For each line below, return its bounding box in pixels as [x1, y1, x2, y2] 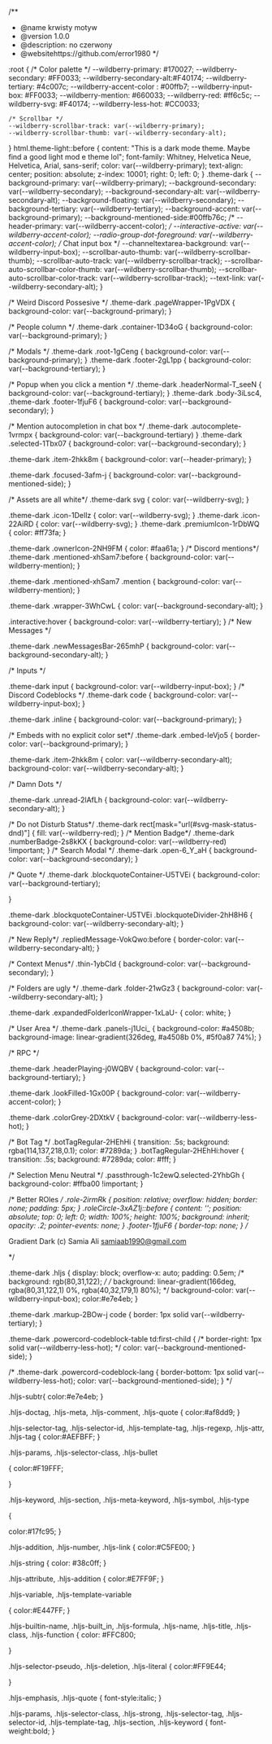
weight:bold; [8, 1726, 50, 1736]
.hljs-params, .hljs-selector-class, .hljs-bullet [8, 1447, 158, 1457]
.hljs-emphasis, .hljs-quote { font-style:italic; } [8, 1693, 162, 1702]
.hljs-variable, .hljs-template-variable [8, 1590, 132, 1599]
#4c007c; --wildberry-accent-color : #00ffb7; [36, 81, 190, 91]
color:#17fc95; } [8, 1527, 62, 1536]
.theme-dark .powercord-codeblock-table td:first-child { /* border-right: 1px [8, 1334, 262, 1343]
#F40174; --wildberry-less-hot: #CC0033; [58, 99, 201, 108]
